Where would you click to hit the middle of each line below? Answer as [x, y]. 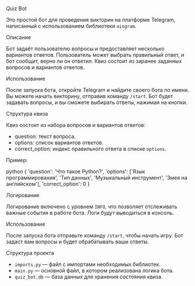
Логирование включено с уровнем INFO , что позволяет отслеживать [92, 206]
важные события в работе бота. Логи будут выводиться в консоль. [90, 213]
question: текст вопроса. [45, 136]
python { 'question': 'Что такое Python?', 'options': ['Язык [76, 171]
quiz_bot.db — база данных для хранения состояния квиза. [88, 277]
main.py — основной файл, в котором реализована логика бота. [94, 271]
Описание [18, 37]
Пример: [17, 160]
